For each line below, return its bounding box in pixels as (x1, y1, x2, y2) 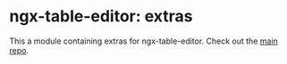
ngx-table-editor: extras (9, 6, 193, 27)
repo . (9, 44, 30, 55)
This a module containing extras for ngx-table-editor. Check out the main (9, 36, 279, 46)
